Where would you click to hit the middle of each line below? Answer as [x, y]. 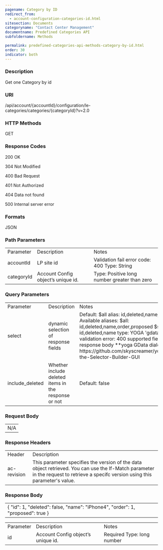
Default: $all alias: [99, 314]
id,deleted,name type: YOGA [112, 332]
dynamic [58, 323]
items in [57, 383]
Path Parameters [25, 240]
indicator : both [21, 55]
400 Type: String [113, 266]
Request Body [22, 416]
